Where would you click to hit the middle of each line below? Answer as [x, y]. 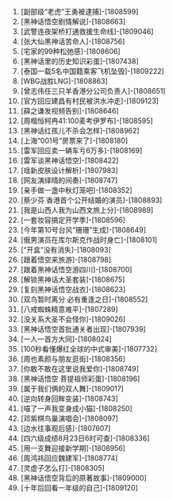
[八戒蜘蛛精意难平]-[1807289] [69, 309]
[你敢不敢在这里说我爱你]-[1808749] [80, 369]
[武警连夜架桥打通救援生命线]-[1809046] [87, 31]
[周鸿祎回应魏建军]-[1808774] [69, 458]
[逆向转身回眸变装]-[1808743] [69, 398]
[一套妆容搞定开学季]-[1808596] [73, 220]
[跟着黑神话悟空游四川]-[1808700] [76, 269]
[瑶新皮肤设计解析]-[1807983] [69, 170]
